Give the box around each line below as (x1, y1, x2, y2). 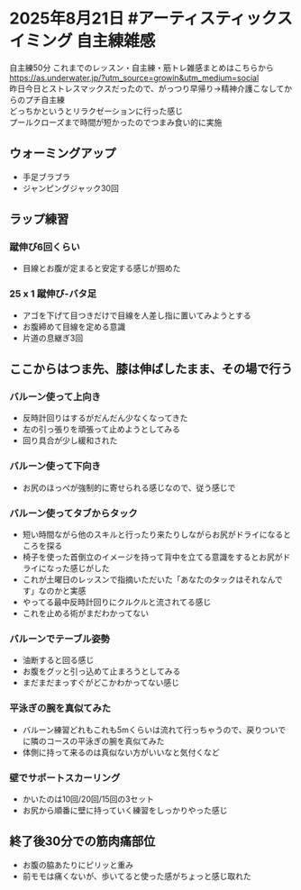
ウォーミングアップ (9, 146, 116, 161)
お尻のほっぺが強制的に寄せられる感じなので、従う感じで (22, 482, 236, 493)
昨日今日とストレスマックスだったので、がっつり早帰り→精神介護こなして (9, 83, 285, 94)
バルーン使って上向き (9, 391, 101, 404)
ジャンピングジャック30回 (22, 182, 119, 194)
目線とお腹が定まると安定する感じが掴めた (22, 263, 181, 274)
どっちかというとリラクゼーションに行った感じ (9, 105, 183, 116)
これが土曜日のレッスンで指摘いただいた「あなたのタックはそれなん (22, 574, 276, 586)
